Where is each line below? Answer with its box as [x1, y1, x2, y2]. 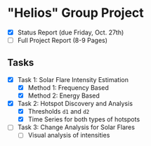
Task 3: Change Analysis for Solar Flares [17, 123, 136, 131]
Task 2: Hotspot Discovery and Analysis [17, 100, 133, 108]
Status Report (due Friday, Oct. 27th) [17, 28, 124, 36]
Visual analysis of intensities [27, 131, 110, 140]
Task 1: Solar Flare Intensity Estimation [17, 75, 129, 84]
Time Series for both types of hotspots [27, 115, 140, 124]
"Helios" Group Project [7, 5, 144, 21]
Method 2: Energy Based [27, 91, 100, 100]
